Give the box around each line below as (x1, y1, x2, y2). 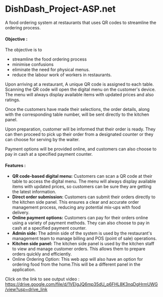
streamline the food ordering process (12, 56, 87, 62)
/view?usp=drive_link (5, 287, 48, 293)
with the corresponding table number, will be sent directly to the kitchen (5, 111, 149, 118)
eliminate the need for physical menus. (12, 67, 90, 73)
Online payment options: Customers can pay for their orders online (12, 215, 148, 221)
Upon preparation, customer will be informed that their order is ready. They (5, 126, 156, 132)
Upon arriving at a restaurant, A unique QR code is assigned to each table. (5, 82, 154, 87)
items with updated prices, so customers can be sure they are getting (12, 184, 152, 190)
